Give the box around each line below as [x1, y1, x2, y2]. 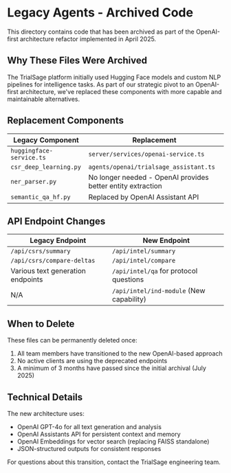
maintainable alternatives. [7, 95, 80, 103]
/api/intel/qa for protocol [112, 266, 198, 276]
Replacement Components [7, 115, 124, 126]
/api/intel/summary [112, 247, 176, 255]
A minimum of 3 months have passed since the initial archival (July [16, 364, 206, 372]
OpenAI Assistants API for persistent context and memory [16, 430, 181, 438]
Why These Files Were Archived [7, 55, 148, 67]
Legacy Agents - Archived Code [7, 5, 194, 21]
